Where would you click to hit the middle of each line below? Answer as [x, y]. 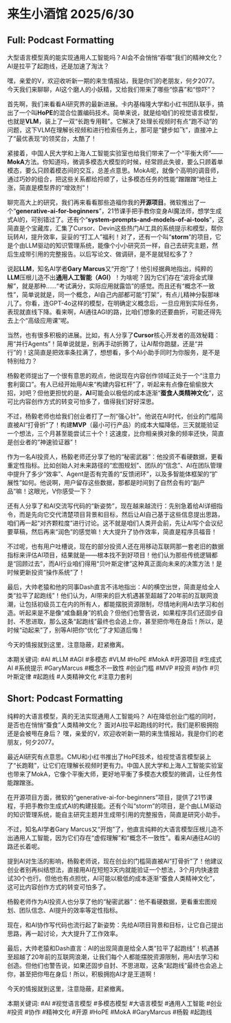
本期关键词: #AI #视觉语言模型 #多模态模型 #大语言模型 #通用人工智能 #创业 [115, 1003]
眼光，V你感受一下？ [63, 491]
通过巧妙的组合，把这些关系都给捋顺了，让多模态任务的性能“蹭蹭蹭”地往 [109, 179]
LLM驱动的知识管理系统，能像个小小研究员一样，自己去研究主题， [119, 245]
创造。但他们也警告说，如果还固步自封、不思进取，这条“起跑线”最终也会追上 [115, 965]
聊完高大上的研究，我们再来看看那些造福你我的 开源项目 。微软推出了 [103, 202]
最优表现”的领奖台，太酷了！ [57, 138]
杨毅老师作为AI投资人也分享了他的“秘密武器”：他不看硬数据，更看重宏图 [109, 902]
